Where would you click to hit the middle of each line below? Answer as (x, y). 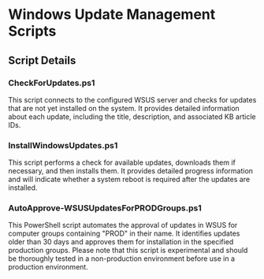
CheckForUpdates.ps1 (52, 83)
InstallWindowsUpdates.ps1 (63, 145)
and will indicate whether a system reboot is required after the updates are (129, 180)
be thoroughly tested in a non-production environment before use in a (121, 259)
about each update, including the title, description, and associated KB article (132, 117)
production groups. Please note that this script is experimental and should (128, 251)
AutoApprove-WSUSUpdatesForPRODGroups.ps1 (105, 208)
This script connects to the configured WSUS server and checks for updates (132, 99)
